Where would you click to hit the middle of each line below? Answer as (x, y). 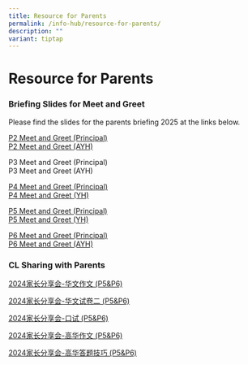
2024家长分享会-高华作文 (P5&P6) (66, 336)
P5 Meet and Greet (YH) (49, 219)
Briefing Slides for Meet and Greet (77, 104)
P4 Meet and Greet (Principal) (58, 186)
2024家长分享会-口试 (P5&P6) (59, 319)
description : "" (36, 31)
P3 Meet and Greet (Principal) (58, 162)
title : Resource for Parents (58, 16)
